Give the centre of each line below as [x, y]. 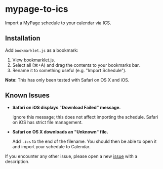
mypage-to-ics [37, 9]
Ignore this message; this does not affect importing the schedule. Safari [85, 117]
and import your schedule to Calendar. [51, 146]
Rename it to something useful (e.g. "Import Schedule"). [69, 70]
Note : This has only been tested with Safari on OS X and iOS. [67, 80]
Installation [23, 38]
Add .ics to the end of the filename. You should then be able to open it [84, 141]
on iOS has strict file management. [47, 122]
